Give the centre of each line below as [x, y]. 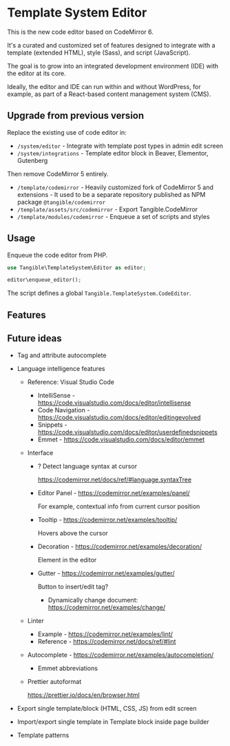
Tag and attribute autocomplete [62, 355]
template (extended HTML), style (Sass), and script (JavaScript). [99, 52]
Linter [36, 620]
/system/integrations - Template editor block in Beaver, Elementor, [113, 153]
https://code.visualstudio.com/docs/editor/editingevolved [119, 417]
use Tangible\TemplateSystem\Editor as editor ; [77, 267]
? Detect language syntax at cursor [87, 466]
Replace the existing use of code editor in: [67, 132]
